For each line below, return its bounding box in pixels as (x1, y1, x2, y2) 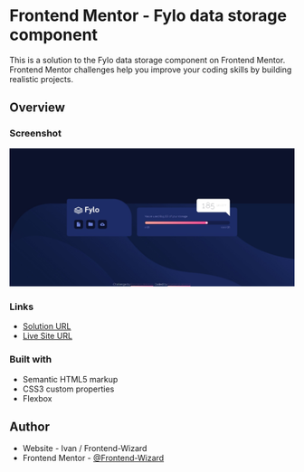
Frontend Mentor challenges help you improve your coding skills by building (9, 64, 292, 75)
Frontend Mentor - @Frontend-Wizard (22, 453, 165, 464)
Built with (9, 354, 52, 366)
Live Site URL (22, 331, 73, 342)
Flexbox (22, 392, 52, 403)
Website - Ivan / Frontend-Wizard (22, 443, 147, 454)
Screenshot (9, 127, 62, 140)
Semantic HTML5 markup (22, 373, 119, 384)
